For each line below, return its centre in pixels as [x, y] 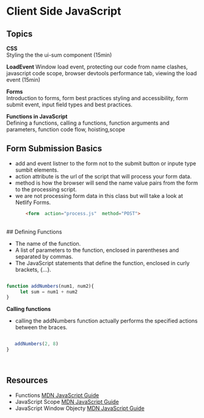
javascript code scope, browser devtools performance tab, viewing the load [102, 73]
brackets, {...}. [33, 269]
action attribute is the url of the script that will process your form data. [103, 176]
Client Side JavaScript [64, 11]
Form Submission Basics [54, 149]
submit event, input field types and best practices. [69, 105]
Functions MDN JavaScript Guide [57, 395]
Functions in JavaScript [37, 116]
